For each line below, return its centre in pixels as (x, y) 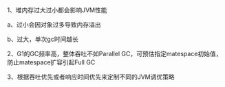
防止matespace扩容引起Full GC (51, 62)
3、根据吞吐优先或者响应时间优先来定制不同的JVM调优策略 (91, 77)
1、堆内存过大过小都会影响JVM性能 (57, 10)
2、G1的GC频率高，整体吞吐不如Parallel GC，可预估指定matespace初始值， (115, 54)
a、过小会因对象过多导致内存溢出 (54, 25)
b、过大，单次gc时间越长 (43, 39)
